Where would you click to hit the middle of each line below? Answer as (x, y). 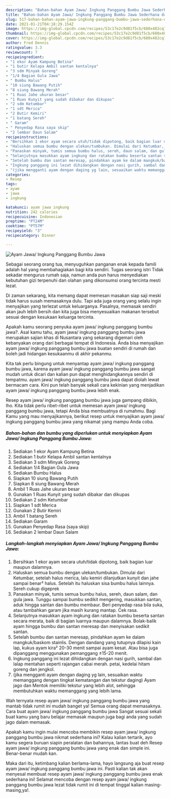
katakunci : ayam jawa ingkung (38, 207)
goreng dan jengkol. (34, 669)
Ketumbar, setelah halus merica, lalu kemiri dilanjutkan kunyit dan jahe (86, 578)
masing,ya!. (18, 790)
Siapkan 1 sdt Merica (35, 505)
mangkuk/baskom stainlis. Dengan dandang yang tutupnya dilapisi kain (87, 642)
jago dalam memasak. (29, 722)
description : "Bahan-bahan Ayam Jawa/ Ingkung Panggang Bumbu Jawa (78, 10)
